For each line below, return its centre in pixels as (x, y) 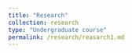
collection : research (44, 23)
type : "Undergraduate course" (58, 30)
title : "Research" (38, 15)
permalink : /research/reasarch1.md (66, 37)
